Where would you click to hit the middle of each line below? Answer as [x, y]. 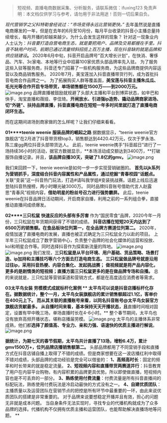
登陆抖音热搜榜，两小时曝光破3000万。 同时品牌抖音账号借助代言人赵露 [79, 186]
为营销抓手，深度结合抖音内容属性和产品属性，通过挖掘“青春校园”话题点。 [81, 174]
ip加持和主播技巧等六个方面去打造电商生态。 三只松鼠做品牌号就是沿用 [86, 259]
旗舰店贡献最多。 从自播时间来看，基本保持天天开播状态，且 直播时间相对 [80, 306]
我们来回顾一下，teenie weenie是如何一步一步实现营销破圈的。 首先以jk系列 [83, 168]
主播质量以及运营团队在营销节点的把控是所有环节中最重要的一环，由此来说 [81, 391]
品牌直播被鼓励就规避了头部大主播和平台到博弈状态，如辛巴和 [96, 93]
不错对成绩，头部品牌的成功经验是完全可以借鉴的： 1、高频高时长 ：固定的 [81, 360]
